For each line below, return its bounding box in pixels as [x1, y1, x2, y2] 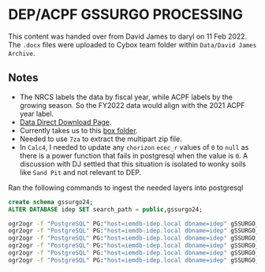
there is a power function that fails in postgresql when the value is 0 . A [19, 151, 248, 160]
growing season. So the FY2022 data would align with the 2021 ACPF [19, 100, 246, 110]
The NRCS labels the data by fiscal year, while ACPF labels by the [19, 92, 233, 102]
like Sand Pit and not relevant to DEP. [19, 167, 142, 177]
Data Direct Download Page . [19, 117, 112, 127]
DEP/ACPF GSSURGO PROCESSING [8, 6, 243, 24]
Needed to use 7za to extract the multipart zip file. [19, 134, 183, 143]
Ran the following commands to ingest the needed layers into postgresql [8, 183, 244, 192]
